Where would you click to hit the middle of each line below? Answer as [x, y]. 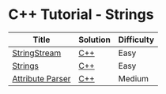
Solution [94, 39]
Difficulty [136, 39]
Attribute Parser [41, 78]
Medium [133, 78]
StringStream [37, 53]
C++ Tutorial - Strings [81, 15]
